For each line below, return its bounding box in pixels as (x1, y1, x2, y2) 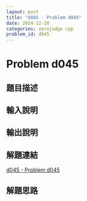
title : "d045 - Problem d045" (6, 14, 82, 21)
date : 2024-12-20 (6, 20, 50, 26)
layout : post (6, 8, 39, 15)
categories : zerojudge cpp (6, 25, 74, 32)
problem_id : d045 (6, 31, 50, 37)
